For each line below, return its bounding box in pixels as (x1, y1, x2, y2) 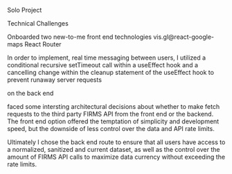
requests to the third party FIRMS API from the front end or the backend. (7, 110, 214, 118)
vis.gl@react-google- (153, 33, 215, 41)
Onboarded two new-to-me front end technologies (7, 33, 152, 41)
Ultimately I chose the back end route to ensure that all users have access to (7, 138, 226, 146)
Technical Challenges (7, 19, 69, 27)
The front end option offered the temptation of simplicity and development (7, 117, 220, 125)
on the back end (7, 89, 54, 97)
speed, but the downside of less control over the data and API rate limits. (7, 125, 215, 132)
